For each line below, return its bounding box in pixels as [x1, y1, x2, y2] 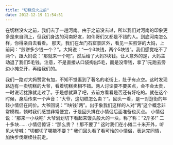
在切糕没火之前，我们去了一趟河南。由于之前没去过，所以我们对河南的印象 [5, 27, 163, 33]
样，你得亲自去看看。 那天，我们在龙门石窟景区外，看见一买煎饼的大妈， [5, 39, 160, 46]
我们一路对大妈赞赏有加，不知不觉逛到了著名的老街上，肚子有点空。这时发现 [5, 76, 168, 82]
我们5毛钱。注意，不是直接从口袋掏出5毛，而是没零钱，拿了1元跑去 [19, 59, 162, 65]
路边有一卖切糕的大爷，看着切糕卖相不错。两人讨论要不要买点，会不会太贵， [5, 82, 168, 89]
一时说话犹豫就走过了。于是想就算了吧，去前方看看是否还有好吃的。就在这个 [5, 89, 168, 95]
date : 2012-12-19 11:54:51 [5, 12, 63, 17]
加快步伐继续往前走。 [5, 134, 50, 140]
